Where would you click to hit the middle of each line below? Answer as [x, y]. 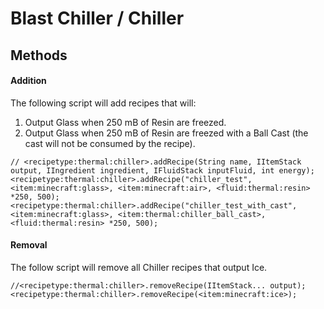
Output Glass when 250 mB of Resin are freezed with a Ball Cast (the [166, 133]
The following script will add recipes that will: [103, 103]
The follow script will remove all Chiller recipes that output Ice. [139, 267]
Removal [29, 245]
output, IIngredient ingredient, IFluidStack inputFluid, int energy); [162, 170]
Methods [39, 55]
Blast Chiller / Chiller [97, 18]
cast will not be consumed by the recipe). [110, 143]
